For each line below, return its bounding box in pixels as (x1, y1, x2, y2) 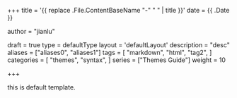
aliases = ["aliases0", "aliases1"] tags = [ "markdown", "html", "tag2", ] (7, 49, 212, 56)
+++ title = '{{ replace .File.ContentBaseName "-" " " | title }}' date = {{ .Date (7, 6, 230, 14)
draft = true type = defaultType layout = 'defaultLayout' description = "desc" (7, 41, 230, 49)
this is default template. (7, 83, 76, 91)
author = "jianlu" (7, 27, 55, 35)
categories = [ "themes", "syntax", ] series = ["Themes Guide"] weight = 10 (7, 56, 226, 64)
